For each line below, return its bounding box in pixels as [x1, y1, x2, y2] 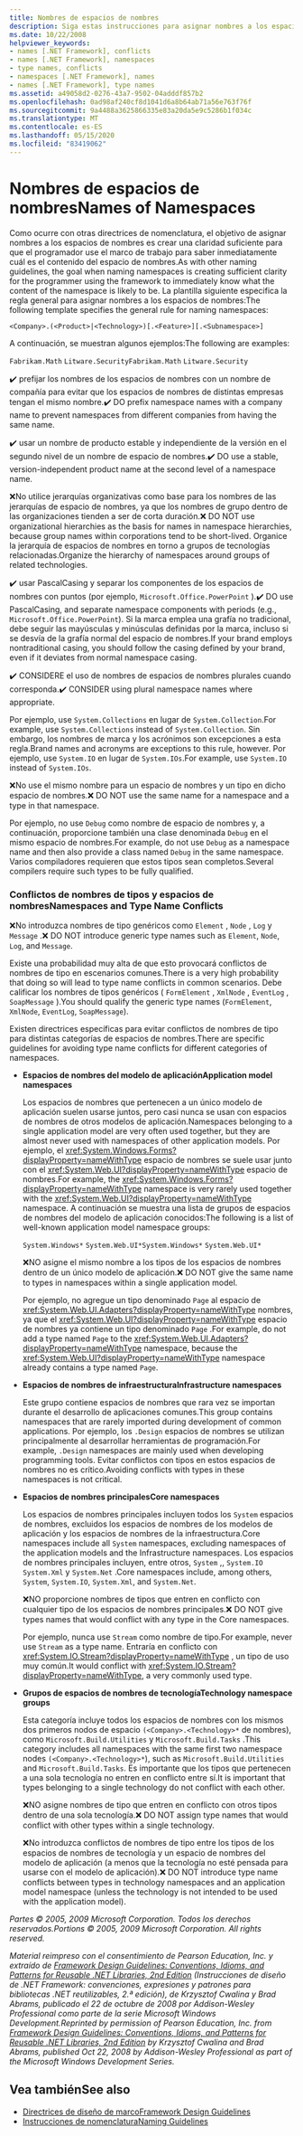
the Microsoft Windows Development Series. [9, 2056, 175, 2066]
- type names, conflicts [9, 64, 103, 73]
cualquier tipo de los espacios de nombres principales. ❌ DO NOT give [22, 1603, 283, 1614]
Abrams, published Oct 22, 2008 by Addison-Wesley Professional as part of [9, 2046, 293, 2057]
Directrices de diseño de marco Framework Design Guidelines [22, 2106, 251, 2117]
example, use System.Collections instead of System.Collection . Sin [9, 723, 261, 734]
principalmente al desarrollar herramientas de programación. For [22, 1435, 261, 1446]
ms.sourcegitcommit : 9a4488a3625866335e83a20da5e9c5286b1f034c [9, 106, 252, 115]
